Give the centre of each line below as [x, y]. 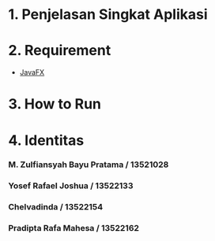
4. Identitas [46, 140]
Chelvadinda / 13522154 [56, 207]
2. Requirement [60, 51]
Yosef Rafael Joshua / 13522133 [71, 186]
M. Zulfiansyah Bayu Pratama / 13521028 [89, 165]
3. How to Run [55, 104]
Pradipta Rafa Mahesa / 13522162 [74, 228]
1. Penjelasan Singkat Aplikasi [108, 15]
